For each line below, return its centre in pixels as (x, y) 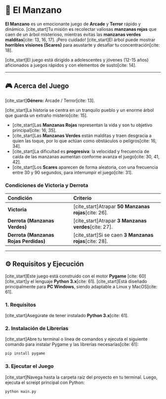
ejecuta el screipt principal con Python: (45, 382)
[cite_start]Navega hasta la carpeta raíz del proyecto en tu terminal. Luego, (81, 377)
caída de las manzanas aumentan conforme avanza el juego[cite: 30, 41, (86, 156)
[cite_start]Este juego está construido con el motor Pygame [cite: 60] (76, 276)
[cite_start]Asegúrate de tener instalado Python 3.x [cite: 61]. (67, 316)
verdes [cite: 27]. (93, 227)
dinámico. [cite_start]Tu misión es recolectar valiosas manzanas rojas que (81, 29)
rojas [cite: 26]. (91, 213)
